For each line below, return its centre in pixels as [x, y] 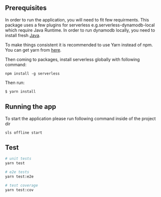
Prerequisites [26, 8]
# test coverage [21, 185]
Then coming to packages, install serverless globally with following [72, 59]
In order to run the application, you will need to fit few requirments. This [77, 20]
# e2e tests [17, 172]
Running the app [30, 107]
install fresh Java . [23, 35]
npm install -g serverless [32, 73]
